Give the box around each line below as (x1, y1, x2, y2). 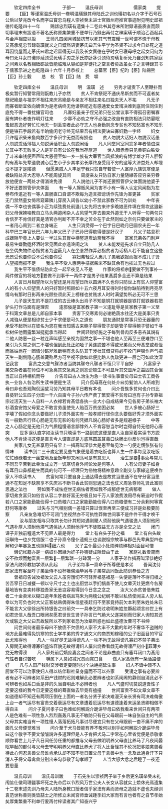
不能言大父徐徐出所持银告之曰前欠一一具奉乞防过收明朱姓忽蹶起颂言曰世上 (5, 605, 158, 612)
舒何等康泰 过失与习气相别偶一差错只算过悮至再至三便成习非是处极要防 (5, 505, 160, 511)
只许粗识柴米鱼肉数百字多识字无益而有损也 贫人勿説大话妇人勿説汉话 (5, 135, 155, 140)
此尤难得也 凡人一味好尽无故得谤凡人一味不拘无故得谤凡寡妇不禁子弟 (5, 637, 155, 643)
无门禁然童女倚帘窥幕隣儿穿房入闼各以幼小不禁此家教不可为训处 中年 (5, 197, 155, 203)
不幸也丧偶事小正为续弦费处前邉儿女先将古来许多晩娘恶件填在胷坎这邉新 (13, 204, 163, 210)
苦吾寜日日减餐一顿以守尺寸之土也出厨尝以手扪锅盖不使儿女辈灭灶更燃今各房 (5, 580, 163, 586)
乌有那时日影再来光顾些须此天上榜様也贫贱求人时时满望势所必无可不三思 (9, 291, 158, 297)
